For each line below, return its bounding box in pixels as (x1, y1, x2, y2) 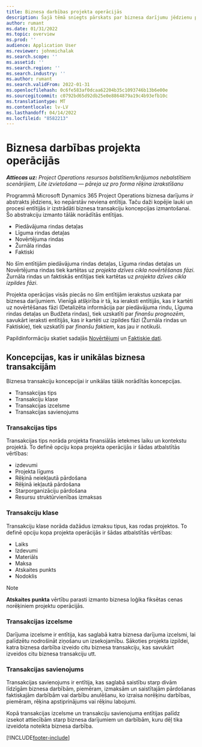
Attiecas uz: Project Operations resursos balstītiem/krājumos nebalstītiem (6, 174, 191, 181)
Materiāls (14, 553, 38, 560)
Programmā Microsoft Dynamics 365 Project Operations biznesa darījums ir (6, 192, 194, 199)
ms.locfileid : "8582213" (6, 115, 69, 121)
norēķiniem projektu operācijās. (6, 602, 85, 609)
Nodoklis (14, 572, 37, 580)
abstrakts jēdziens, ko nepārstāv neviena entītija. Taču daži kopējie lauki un (6, 198, 193, 205)
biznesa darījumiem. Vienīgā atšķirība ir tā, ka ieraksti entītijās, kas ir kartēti (6, 298, 194, 305)
